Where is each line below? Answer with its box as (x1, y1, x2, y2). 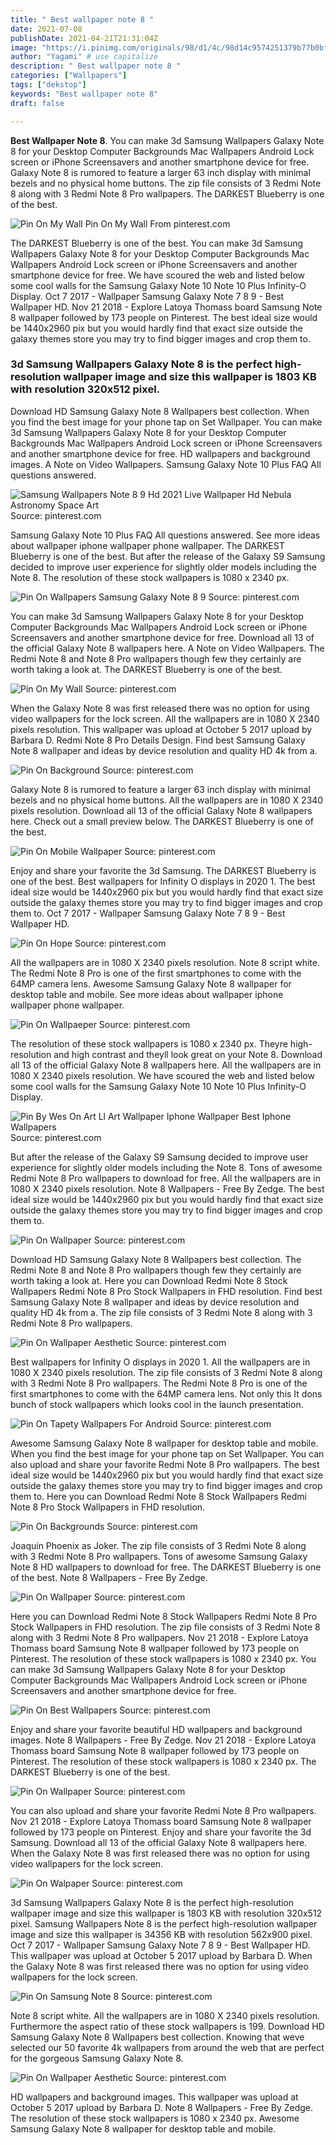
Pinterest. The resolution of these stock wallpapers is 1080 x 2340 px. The (10, 1755, 317, 1767)
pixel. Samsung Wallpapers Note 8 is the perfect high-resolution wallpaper (10, 1917, 318, 1930)
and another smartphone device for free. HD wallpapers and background (10, 447, 311, 460)
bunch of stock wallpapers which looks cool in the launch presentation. (10, 1398, 304, 1410)
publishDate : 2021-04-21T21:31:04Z (10, 33, 159, 43)
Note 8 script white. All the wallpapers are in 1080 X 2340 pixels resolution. (10, 2009, 320, 2021)
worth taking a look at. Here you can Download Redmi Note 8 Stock (10, 1274, 288, 1286)
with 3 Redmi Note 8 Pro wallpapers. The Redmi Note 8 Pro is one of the (10, 1377, 308, 1389)
